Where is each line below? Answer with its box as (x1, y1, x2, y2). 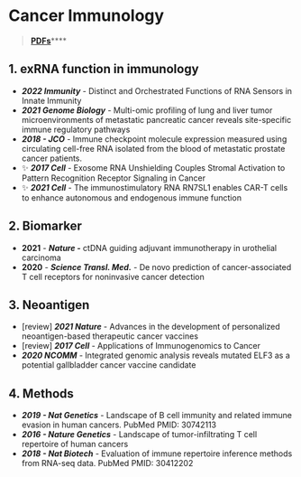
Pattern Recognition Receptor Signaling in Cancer (21, 173, 206, 183)
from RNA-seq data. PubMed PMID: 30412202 (21, 458, 194, 469)
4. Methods (8, 386, 74, 401)
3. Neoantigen (8, 297, 90, 313)
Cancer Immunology (8, 5, 164, 26)
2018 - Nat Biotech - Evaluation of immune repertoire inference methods (21, 448, 293, 459)
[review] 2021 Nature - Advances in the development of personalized (21, 322, 280, 332)
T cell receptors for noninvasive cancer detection (21, 271, 205, 282)
